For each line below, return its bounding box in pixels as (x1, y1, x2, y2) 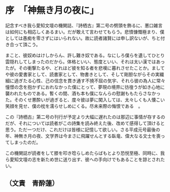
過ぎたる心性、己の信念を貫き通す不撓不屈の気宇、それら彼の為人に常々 (14, 77, 165, 84)
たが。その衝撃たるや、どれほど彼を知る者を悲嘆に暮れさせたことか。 (5, 65, 152, 71)
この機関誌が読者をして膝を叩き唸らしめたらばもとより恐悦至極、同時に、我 (5, 150, 165, 156)
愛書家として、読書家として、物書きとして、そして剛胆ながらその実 (18, 71, 160, 77)
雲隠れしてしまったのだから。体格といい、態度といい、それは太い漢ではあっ (5, 58, 165, 65)
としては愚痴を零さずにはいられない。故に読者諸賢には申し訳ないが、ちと (5, 35, 161, 41)
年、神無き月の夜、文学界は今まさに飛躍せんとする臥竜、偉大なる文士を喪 (5, 133, 161, 139)
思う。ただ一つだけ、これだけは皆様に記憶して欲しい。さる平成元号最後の (5, 126, 161, 133)
